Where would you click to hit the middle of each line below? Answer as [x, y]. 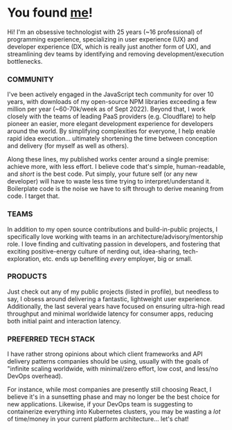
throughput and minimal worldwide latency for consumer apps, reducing [110, 314]
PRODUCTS [27, 276]
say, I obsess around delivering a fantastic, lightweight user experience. [110, 298]
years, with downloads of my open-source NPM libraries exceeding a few [112, 102]
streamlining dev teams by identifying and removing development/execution [116, 54]
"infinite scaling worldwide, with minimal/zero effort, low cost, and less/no [113, 369]
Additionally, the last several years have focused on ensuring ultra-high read [116, 306]
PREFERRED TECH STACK [51, 339]
